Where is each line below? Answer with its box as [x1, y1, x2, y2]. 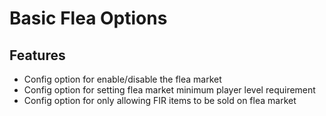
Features [9, 47, 66, 64]
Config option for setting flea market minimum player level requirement [23, 84, 316, 96]
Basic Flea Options [9, 7, 168, 30]
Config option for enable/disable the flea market [23, 73, 222, 85]
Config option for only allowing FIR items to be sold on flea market [23, 95, 297, 106]
